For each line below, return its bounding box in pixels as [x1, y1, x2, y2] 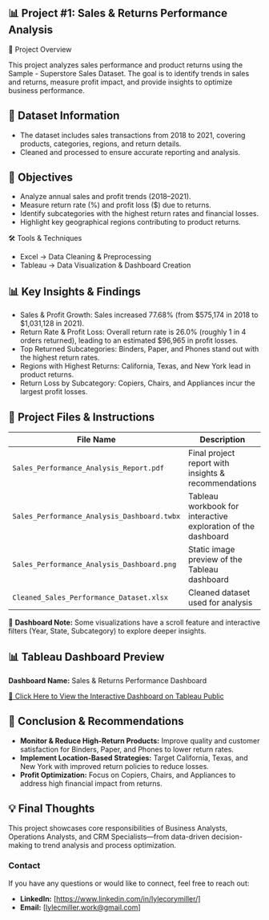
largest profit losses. [19, 387, 88, 397]
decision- [211, 832, 243, 841]
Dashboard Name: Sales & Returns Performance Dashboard [8, 675, 207, 685]
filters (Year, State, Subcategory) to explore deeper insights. [8, 626, 207, 636]
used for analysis [187, 597, 253, 609]
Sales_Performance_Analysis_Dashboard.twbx [12, 512, 181, 521]
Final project [187, 448, 235, 459]
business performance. [8, 85, 86, 95]
